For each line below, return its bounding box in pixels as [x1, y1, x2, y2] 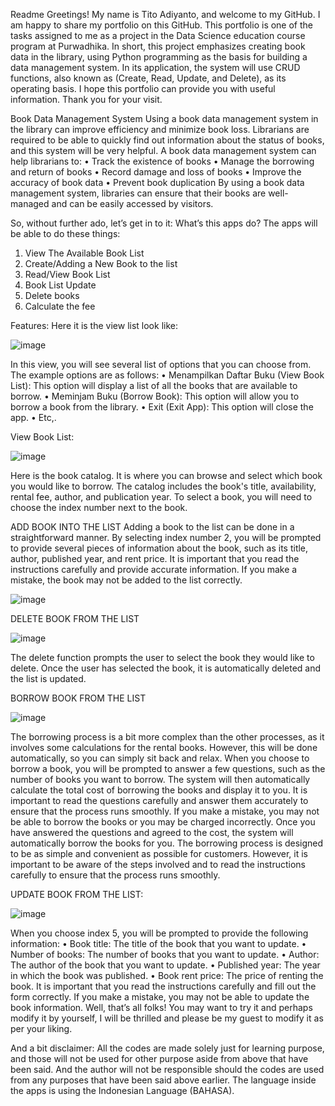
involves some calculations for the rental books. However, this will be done [10, 742, 318, 753]
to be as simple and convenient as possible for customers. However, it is [10, 848, 308, 859]
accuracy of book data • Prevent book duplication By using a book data [10, 177, 305, 188]
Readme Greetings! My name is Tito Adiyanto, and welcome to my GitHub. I [10, 9, 321, 20]
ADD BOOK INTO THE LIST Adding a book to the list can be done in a [10, 521, 295, 533]
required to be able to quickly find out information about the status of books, [10, 134, 325, 146]
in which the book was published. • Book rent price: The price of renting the [10, 970, 324, 981]
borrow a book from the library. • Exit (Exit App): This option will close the [10, 401, 314, 413]
